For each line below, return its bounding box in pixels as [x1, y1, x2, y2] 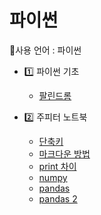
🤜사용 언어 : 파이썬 [9, 44, 82, 56]
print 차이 [38, 160, 77, 172]
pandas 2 [38, 192, 78, 205]
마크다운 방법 [38, 147, 91, 160]
